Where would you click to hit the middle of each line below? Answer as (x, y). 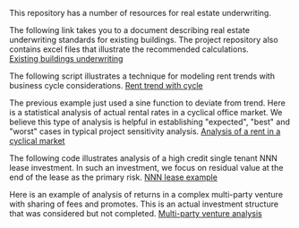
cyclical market (37, 141)
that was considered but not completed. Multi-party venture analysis (136, 213)
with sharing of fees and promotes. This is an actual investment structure (144, 204)
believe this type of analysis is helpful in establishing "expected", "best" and (150, 122)
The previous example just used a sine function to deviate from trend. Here (148, 103)
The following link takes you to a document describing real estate (130, 30)
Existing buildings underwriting (66, 59)
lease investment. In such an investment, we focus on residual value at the (146, 168)
